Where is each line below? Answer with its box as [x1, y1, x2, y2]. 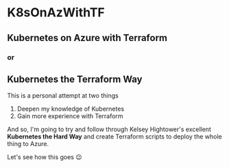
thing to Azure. [7, 140, 49, 148]
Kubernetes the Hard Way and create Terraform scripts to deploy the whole [7, 132, 222, 141]
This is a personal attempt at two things [7, 92, 119, 100]
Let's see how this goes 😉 [7, 153, 82, 161]
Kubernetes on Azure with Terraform [7, 32, 168, 44]
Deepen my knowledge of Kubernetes [16, 104, 125, 113]
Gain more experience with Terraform [16, 112, 123, 120]
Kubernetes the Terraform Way [7, 73, 143, 85]
